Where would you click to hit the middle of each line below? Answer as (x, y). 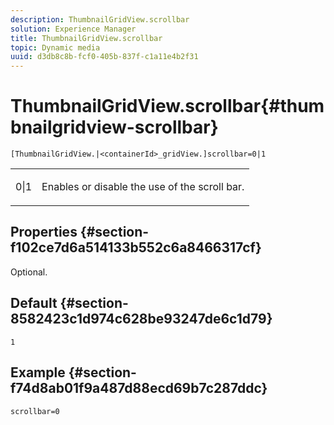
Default (34, 303)
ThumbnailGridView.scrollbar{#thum (167, 106)
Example (38, 372)
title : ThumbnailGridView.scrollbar (86, 38)
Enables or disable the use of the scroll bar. (143, 187)
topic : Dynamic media (55, 47)
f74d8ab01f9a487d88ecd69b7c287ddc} (139, 388)
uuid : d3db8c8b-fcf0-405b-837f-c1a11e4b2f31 (104, 57)
